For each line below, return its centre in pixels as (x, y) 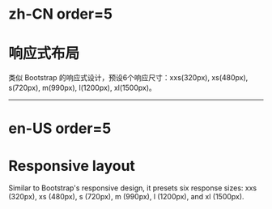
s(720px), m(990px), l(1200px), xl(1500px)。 (82, 88)
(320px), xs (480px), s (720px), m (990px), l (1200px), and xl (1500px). (126, 197)
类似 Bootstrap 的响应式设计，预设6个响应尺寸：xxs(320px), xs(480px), (128, 78)
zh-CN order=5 (61, 14)
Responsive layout (72, 166)
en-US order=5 (60, 128)
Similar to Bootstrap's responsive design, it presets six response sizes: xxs (133, 188)
